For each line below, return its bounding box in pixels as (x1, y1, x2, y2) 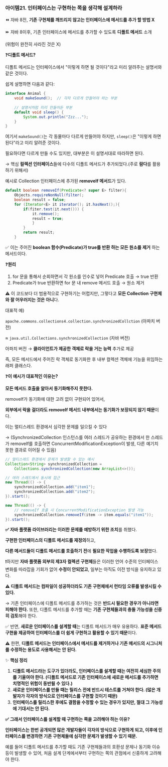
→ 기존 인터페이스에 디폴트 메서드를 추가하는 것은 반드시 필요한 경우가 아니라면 (5, 600, 159, 606)
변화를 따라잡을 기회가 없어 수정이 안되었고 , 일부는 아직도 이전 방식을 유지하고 (5, 566, 156, 572)
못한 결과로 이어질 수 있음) (5, 446, 57, 452)
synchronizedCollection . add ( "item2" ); (14, 489, 95, 495)
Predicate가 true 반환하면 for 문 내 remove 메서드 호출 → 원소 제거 (12, 279, 144, 285)
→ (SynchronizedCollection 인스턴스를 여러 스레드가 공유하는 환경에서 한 (5, 434, 150, 440)
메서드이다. (5, 250, 27, 256)
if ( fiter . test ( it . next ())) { (23, 207, 84, 212)
